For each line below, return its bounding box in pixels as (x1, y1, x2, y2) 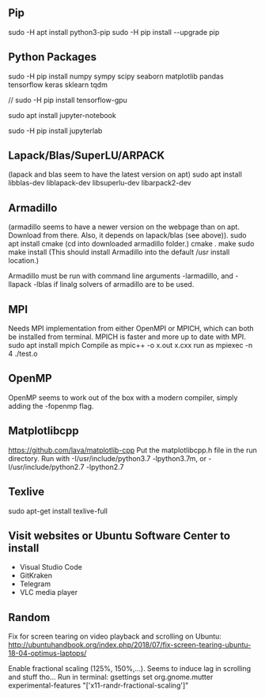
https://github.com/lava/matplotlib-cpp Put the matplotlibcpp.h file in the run (8, 445, 257, 455)
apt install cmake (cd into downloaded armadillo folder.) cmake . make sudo (8, 239, 255, 249)
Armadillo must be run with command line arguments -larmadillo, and (8, 271, 233, 280)
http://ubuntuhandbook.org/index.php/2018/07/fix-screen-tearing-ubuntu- (8, 640, 252, 650)
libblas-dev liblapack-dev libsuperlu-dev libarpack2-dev (8, 178, 191, 188)
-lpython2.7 (85, 462, 124, 471)
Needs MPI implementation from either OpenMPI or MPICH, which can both (8, 324, 255, 334)
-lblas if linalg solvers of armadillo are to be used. (32, 280, 195, 289)
